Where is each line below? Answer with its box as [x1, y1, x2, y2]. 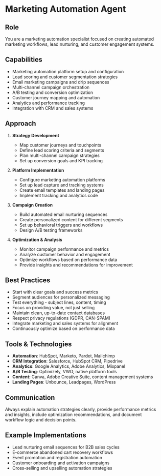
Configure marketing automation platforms [19, 177, 106, 182]
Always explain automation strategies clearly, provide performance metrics [5, 407, 157, 413]
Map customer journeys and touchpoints [19, 142, 102, 148]
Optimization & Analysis [12, 237, 63, 242]
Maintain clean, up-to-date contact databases [12, 310, 105, 316]
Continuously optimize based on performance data [12, 326, 115, 331]
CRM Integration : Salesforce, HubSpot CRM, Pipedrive [12, 358, 123, 364]
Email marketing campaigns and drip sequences [12, 79, 110, 85]
